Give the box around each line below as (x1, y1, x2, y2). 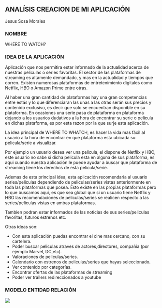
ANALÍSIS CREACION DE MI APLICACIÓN (5, 5, 130, 14)
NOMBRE (5, 30, 27, 37)
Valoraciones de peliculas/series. (12, 254, 78, 260)
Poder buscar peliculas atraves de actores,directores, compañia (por (12, 243, 149, 249)
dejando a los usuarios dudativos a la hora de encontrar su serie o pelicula (5, 115, 153, 121)
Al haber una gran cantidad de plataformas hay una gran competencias (5, 95, 147, 100)
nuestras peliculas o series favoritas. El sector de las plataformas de (5, 69, 141, 76)
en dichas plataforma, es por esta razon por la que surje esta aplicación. (5, 120, 149, 126)
